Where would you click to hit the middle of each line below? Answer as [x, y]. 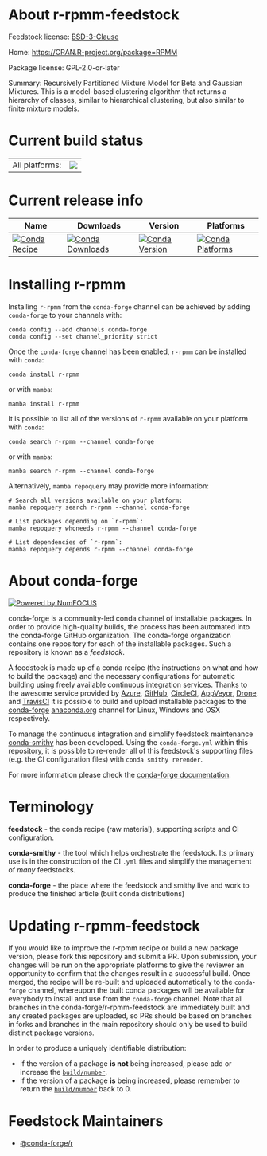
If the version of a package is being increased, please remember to [130, 1080]
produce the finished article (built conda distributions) [97, 893]
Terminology [51, 807]
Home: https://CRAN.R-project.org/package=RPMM [93, 52]
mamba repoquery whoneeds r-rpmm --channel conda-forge [103, 528]
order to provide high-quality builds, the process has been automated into [129, 626]
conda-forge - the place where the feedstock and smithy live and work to [129, 885]
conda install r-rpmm [44, 374]
